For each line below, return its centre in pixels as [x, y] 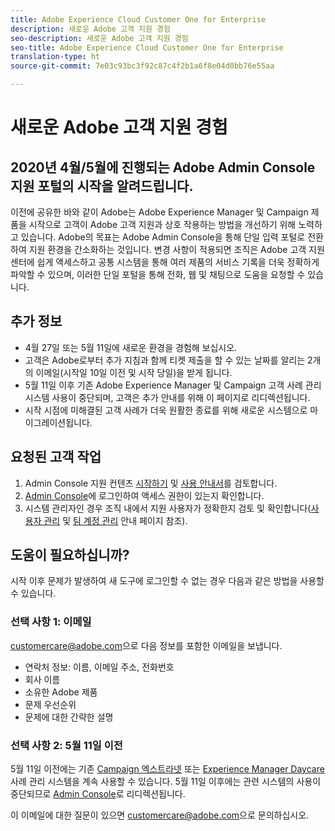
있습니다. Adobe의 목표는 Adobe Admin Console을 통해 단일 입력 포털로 [163, 237]
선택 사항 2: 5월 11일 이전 [66, 745]
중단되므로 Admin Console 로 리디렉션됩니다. [98, 794]
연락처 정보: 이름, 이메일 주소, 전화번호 [99, 667]
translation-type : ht [55, 57]
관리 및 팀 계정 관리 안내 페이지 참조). [115, 520]
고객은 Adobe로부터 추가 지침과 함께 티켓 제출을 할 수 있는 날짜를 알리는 [165, 360]
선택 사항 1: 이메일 [51, 622]
